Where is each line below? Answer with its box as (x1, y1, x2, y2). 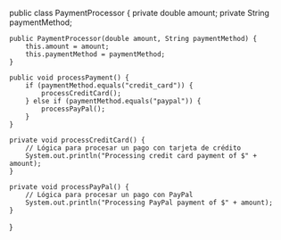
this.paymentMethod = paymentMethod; (25, 50, 166, 59)
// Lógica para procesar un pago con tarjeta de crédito (25, 144, 242, 153)
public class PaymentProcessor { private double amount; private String (9, 8, 270, 18)
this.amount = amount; (25, 42, 110, 51)
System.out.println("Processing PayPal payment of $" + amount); (25, 198, 274, 207)
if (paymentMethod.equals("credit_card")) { (25, 81, 194, 90)
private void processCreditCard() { (9, 136, 145, 145)
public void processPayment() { (9, 73, 129, 82)
